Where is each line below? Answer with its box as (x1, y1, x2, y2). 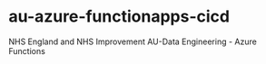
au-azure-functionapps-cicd (8, 6, 231, 27)
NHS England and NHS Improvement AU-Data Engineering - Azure (8, 36, 258, 47)
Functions (8, 45, 46, 56)
